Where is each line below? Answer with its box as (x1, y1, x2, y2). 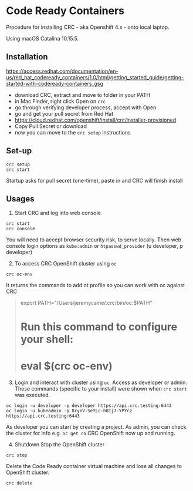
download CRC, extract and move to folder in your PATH (14, 91, 151, 98)
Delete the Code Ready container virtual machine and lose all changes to (6, 462, 182, 469)
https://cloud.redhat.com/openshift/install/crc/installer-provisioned (14, 116, 177, 123)
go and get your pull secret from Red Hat (14, 110, 114, 117)
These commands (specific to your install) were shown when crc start (14, 385, 188, 392)
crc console (6, 226, 35, 232)
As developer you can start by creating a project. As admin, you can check (6, 423, 187, 430)
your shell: (20, 332, 74, 346)
